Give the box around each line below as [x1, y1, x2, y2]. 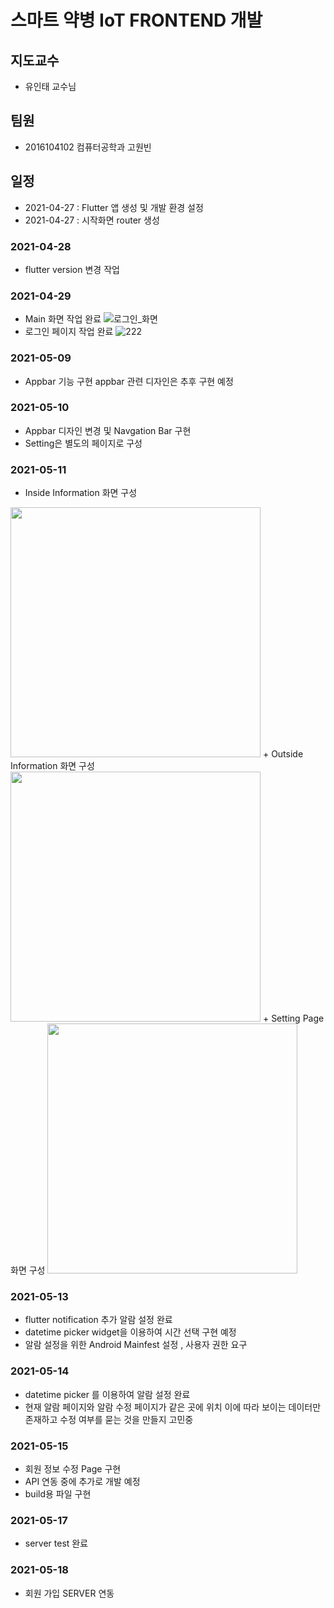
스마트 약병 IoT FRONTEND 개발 [10, 9, 263, 32]
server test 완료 [24, 1537, 89, 1550]
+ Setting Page [262, 1012, 325, 1025]
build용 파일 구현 [24, 1488, 92, 1500]
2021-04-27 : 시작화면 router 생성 [24, 214, 160, 226]
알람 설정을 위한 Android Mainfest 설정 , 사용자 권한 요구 [24, 1339, 248, 1351]
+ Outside [262, 748, 304, 760]
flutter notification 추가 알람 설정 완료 [24, 1314, 173, 1326]
